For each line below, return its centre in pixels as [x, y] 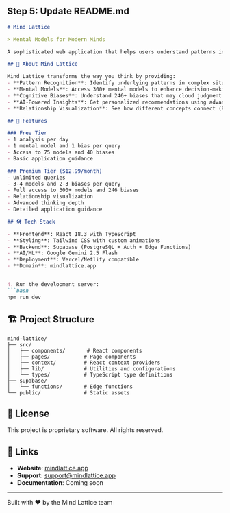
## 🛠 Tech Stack [31, 222]
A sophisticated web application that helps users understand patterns [111, 52]
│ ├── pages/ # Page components [72, 357]
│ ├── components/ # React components [75, 350]
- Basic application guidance [50, 158]
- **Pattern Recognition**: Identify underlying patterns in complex [108, 83]
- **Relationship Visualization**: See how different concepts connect [111, 108]
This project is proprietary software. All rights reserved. [85, 430]
